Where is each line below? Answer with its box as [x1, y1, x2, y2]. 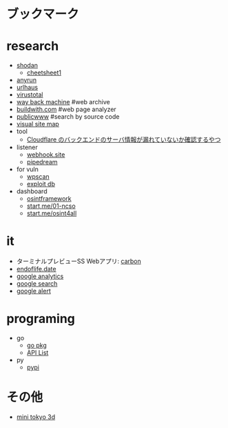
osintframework [26, 195, 72, 203]
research [6, 39, 59, 54]
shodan [16, 61, 39, 70]
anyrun [16, 76, 37, 84]
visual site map [16, 120, 59, 128]
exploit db [26, 180, 56, 188]
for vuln [16, 165, 39, 173]
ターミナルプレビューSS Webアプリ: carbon [16, 257, 142, 266]
